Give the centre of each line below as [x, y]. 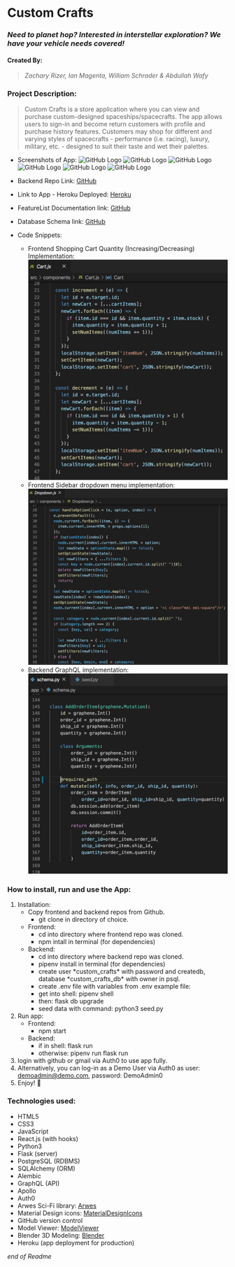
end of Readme [29, 1256]
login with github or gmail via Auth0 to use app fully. [92, 1061]
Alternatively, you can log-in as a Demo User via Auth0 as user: [109, 1068]
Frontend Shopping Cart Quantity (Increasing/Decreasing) [111, 248]
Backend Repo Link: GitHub [57, 180]
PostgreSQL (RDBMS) [49, 1161]
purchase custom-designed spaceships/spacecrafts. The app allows [123, 116]
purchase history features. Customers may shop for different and [118, 131]
